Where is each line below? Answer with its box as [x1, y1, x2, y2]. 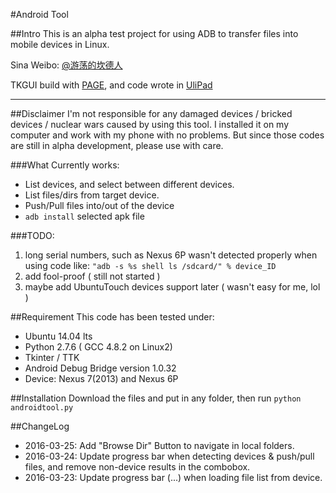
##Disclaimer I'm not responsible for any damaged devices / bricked [10, 108, 293, 119]
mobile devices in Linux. [10, 39, 110, 50]
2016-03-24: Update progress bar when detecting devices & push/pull [24, 450, 315, 462]
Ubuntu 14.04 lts [24, 330, 93, 342]
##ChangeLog [10, 420, 70, 432]
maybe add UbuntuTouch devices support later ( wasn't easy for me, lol [24, 281, 321, 293]
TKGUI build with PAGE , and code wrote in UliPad [10, 79, 213, 91]
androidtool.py [10, 403, 74, 413]
